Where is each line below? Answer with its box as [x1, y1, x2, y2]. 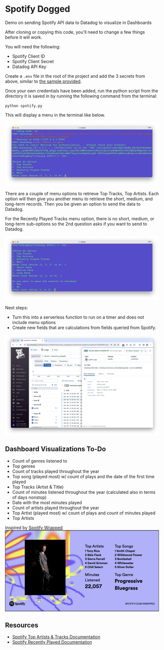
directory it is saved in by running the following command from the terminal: [5, 93, 158, 99]
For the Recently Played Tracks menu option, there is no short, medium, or [5, 216, 155, 222]
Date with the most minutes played [12, 499, 82, 505]
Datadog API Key [12, 64, 46, 70]
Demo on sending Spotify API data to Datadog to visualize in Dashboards [5, 20, 152, 25]
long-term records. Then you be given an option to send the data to [5, 201, 141, 207]
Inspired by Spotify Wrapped [5, 525, 63, 531]
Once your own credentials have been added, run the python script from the [5, 88, 159, 93]
